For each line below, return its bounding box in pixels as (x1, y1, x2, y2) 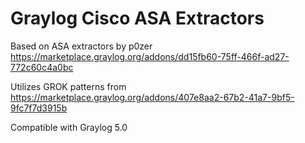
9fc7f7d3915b (10, 102, 68, 114)
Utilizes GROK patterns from (10, 80, 127, 92)
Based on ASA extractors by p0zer (10, 40, 153, 52)
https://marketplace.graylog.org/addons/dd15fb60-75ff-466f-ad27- (10, 50, 290, 62)
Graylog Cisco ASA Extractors (10, 7, 265, 30)
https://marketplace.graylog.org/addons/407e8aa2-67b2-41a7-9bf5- (10, 91, 295, 103)
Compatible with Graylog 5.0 (10, 121, 128, 133)
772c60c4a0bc (10, 61, 74, 73)
